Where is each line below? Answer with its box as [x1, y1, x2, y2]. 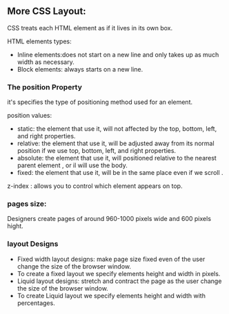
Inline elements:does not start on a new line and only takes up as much [17, 50, 219, 59]
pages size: [7, 199, 47, 209]
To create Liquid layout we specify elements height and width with [17, 291, 206, 300]
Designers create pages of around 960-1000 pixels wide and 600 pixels [7, 215, 212, 223]
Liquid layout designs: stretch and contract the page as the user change [17, 277, 222, 285]
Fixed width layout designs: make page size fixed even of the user [17, 255, 206, 263]
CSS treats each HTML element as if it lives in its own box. [7, 23, 173, 32]
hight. [7, 222, 24, 230]
